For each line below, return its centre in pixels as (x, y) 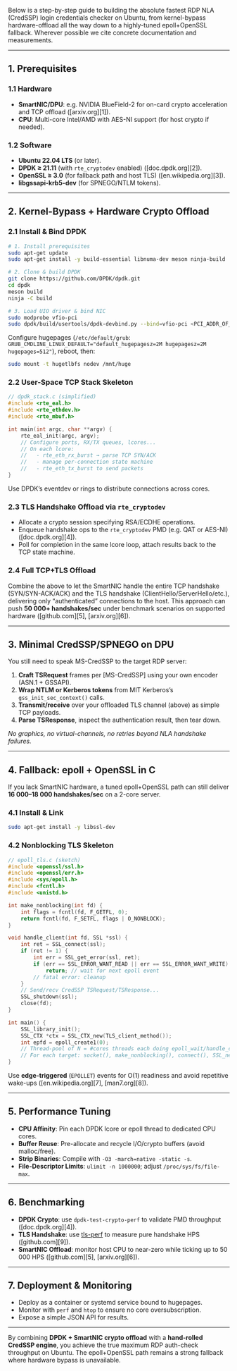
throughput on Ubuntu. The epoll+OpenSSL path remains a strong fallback (116, 1353)
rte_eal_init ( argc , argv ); (60, 436)
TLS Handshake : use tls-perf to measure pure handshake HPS (109, 1234)
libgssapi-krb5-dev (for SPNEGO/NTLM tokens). (89, 183)
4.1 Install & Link (36, 813)
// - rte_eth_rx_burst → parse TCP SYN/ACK (89, 455)
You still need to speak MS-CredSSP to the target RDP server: (97, 661)
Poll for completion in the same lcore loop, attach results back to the (117, 545)
